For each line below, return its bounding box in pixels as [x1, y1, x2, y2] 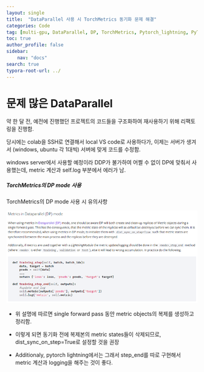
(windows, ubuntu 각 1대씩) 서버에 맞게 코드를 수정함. [12, 146, 141, 153]
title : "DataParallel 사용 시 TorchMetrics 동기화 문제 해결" [6, 16, 157, 23]
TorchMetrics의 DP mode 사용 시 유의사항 [6, 198, 108, 205]
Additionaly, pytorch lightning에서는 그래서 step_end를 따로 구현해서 [15, 351, 181, 359]
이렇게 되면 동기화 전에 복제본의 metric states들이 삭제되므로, [15, 331, 161, 338]
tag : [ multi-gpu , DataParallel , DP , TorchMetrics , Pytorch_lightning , [6, 29, 189, 35]
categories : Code [6, 23, 50, 29]
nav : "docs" [17, 55, 47, 61]
